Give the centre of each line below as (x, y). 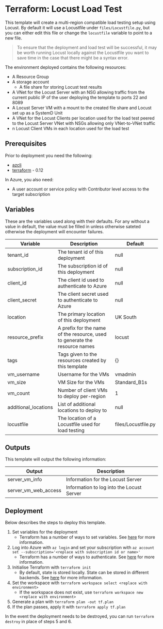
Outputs (18, 448)
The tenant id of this (80, 252)
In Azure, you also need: (29, 179)
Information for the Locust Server (104, 479)
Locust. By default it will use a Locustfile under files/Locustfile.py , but (77, 27)
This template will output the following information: (56, 459)
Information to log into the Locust (104, 487)
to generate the (75, 340)
